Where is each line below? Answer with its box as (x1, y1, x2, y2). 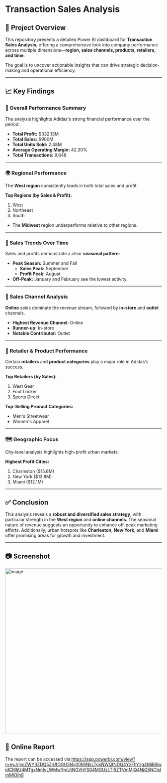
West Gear (12, 383, 34, 389)
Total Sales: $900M (12, 136, 54, 142)
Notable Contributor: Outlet (12, 330, 71, 336)
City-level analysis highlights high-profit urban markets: (5, 449, 119, 455)
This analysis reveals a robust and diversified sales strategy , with (5, 511, 142, 517)
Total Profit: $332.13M (12, 131, 59, 137)
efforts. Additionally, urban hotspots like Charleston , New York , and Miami (5, 527, 159, 533)
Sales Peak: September (19, 266, 69, 272)
